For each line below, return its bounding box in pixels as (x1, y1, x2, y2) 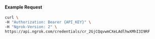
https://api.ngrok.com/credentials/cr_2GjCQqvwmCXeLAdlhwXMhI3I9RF (5, 29, 150, 34)
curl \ (5, 15, 19, 20)
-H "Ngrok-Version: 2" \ (5, 24, 57, 29)
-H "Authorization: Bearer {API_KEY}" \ (5, 20, 92, 25)
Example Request (5, 4, 43, 10)
